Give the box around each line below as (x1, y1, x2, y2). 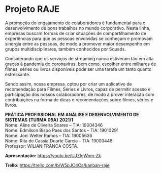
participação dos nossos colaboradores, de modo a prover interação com (5, 91, 155, 97)
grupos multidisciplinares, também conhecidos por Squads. (5, 46, 126, 52)
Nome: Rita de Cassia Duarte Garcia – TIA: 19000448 (5, 137, 113, 144)
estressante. (5, 71, 31, 77)
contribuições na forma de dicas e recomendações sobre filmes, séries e (5, 96, 154, 102)
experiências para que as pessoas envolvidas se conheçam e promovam (5, 36, 153, 42)
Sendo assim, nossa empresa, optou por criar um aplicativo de (5, 81, 132, 87)
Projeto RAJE (5, 3, 60, 15)
